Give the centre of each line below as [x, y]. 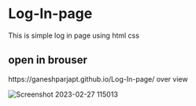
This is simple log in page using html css [74, 35]
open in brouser [48, 60]
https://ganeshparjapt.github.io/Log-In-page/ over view [98, 79]
